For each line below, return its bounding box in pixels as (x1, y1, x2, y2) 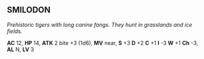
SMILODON (7, 5, 51, 15)
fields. (7, 27, 23, 35)
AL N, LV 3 (7, 46, 34, 53)
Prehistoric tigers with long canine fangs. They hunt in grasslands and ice (7, 21, 192, 28)
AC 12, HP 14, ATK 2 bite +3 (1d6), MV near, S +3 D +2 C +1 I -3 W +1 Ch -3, (7, 39, 199, 46)
